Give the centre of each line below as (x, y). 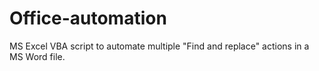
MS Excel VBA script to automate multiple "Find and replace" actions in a (159, 46)
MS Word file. (37, 56)
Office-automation (88, 18)
